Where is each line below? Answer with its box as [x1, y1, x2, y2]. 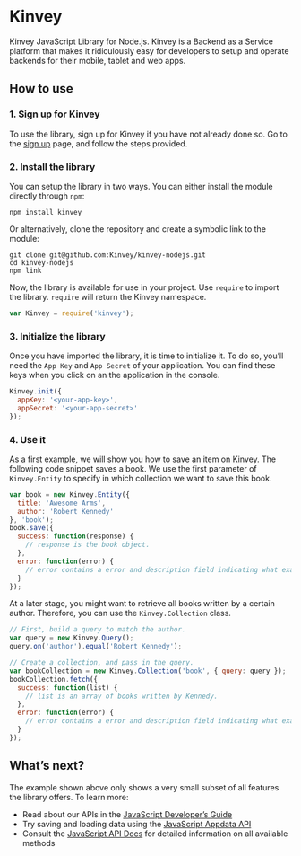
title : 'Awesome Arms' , [17, 499, 106, 507]
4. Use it [9, 433, 47, 446]
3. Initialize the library [9, 330, 106, 342]
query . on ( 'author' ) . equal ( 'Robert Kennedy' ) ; [9, 642, 182, 651]
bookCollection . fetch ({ [9, 675, 99, 684]
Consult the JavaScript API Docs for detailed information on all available [21, 828, 288, 839]
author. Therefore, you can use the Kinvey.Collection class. [9, 608, 231, 619]
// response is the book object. [25, 541, 150, 550]
